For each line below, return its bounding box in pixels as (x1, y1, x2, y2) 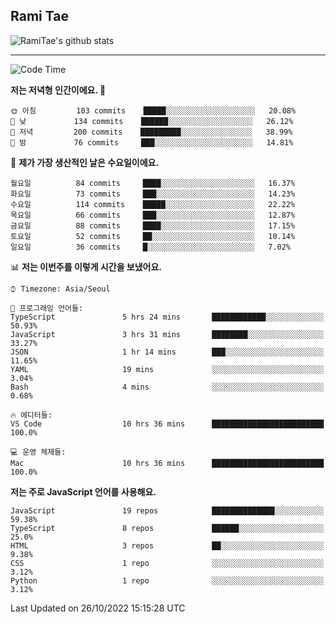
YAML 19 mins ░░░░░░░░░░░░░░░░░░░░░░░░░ (10, 364, 325, 374)
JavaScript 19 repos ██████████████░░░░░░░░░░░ (10, 505, 325, 516)
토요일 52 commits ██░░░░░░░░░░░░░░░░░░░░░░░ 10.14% (10, 231, 296, 241)
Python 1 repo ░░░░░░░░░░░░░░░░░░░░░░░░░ (10, 575, 325, 586)
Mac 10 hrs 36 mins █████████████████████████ (10, 458, 325, 468)
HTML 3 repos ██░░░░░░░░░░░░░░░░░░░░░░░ (10, 540, 325, 551)
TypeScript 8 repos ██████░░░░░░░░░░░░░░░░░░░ (10, 523, 325, 533)
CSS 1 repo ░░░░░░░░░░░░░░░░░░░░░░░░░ (10, 558, 325, 568)
